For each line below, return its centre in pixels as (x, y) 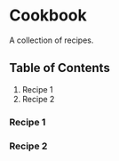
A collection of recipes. (52, 40)
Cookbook (48, 16)
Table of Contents (60, 68)
